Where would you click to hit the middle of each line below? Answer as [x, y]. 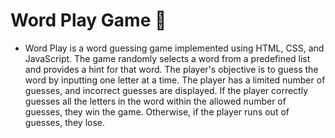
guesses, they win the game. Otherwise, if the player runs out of [157, 111]
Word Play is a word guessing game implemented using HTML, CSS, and [174, 48]
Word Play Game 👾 [88, 20]
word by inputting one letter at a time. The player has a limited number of [175, 80]
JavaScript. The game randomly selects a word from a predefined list [167, 58]
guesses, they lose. [65, 122]
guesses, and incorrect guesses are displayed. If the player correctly [166, 90]
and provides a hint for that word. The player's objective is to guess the [171, 69]
